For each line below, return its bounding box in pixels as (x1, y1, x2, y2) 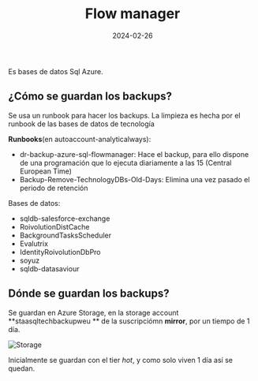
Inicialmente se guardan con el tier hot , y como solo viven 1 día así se (8, 355, 233, 364)
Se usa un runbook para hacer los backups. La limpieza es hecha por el (8, 110, 241, 120)
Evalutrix (19, 238, 49, 248)
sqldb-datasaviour (19, 263, 80, 273)
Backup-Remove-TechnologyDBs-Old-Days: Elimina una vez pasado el (19, 174, 250, 184)
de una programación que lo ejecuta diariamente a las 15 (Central (19, 158, 232, 167)
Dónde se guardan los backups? (8, 287, 170, 301)
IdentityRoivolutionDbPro (19, 247, 101, 256)
